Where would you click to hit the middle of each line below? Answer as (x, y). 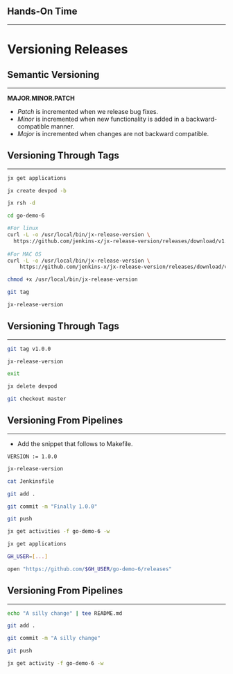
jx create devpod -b (37, 190)
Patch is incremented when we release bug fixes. (87, 111)
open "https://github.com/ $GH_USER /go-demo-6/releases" (89, 569)
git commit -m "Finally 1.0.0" (52, 507)
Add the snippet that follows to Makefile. (75, 443)
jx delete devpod (32, 386)
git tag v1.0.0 (29, 349)
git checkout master (37, 399)
